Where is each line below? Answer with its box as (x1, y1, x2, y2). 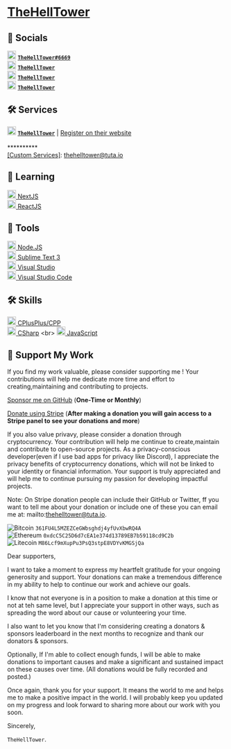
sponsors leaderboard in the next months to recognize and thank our (7, 629, 204, 638)
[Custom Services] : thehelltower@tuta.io (7, 150, 123, 159)
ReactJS (17, 202, 42, 210)
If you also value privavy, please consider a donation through (7, 430, 182, 439)
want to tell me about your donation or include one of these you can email (7, 503, 219, 512)
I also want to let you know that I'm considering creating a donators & (7, 622, 205, 631)
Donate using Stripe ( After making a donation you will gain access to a (7, 409, 212, 418)
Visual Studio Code (17, 273, 73, 282)
